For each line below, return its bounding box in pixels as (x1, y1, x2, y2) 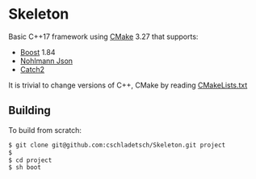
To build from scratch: (8, 125, 82, 134)
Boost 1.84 (19, 47, 56, 57)
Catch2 (19, 64, 45, 74)
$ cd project (8, 156, 52, 164)
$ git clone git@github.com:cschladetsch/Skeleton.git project (8, 141, 226, 149)
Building (8, 104, 51, 117)
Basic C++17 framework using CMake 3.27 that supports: (8, 32, 199, 41)
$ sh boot (8, 164, 42, 172)
